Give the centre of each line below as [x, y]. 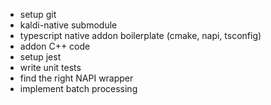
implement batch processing [78, 88]
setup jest [40, 57]
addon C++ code [55, 46]
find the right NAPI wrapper [76, 78]
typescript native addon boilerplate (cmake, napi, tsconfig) [140, 35]
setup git [38, 14]
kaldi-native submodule [68, 25]
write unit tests [50, 67]
